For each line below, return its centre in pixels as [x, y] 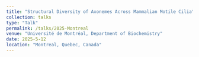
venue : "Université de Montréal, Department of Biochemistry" [84, 34]
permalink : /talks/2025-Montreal [47, 28]
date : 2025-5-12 [26, 39]
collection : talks [29, 17]
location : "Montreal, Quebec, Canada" [54, 45]
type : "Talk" [22, 23]
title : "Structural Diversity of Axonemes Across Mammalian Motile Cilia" [100, 12]
